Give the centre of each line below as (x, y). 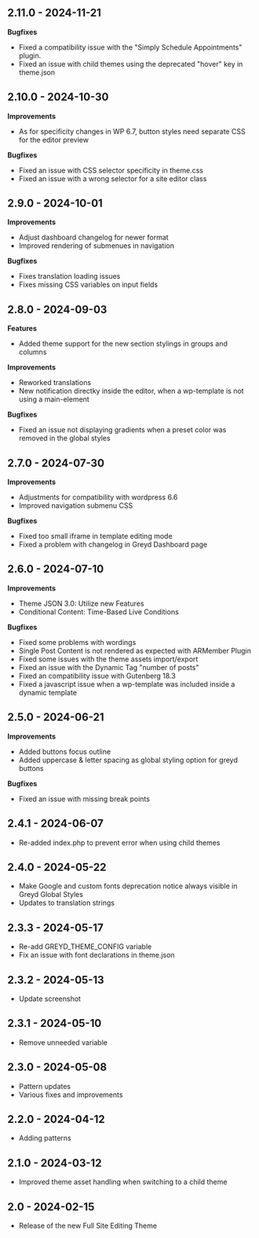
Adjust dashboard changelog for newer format (94, 237)
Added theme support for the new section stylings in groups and (123, 344)
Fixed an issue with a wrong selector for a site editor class (113, 178)
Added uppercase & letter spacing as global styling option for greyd (128, 760)
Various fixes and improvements (71, 1095)
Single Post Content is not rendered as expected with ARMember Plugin (135, 651)
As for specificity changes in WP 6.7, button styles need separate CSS (132, 131)
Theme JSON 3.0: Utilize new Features (81, 603)
